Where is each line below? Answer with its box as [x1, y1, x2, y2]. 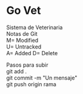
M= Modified [6, 36, 39, 44]
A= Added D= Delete [6, 49, 58, 56]
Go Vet [6, 4, 41, 18]
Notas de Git [6, 30, 38, 37]
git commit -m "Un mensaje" [6, 74, 78, 81]
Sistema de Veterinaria [6, 24, 63, 31]
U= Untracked [6, 43, 42, 50]
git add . [6, 67, 27, 75]
